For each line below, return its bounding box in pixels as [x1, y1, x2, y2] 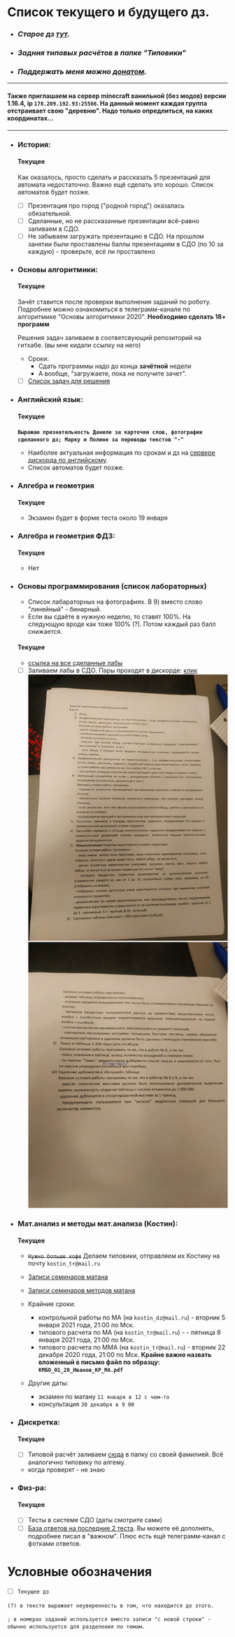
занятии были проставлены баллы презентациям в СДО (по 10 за [27, 239, 224, 248]
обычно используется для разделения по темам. [7, 1623, 145, 1630]
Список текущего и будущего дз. [7, 4, 210, 20]
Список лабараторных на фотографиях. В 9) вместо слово [27, 597, 203, 606]
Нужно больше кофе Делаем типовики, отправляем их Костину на [27, 1252, 220, 1260]
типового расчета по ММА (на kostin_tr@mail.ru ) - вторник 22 [38, 1343, 226, 1352]
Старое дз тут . [17, 29, 70, 39]
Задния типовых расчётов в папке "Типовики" [17, 48, 187, 58]
